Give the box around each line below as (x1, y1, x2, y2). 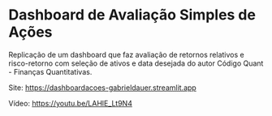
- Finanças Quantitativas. (8, 67, 93, 76)
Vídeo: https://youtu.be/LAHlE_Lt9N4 (8, 98, 132, 108)
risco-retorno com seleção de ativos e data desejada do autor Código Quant (8, 58, 264, 68)
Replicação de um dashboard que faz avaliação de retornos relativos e (8, 49, 245, 59)
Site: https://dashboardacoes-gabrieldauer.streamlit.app (8, 83, 196, 92)
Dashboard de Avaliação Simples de (8, 6, 256, 24)
